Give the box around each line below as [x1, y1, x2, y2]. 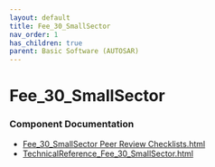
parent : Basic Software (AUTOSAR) [9, 47, 140, 56]
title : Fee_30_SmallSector [9, 22, 111, 31]
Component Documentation [9, 118, 135, 131]
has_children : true [9, 38, 83, 48]
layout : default [9, 13, 70, 23]
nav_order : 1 [9, 30, 59, 39]
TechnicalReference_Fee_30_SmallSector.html [22, 148, 194, 159]
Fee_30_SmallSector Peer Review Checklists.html [22, 138, 206, 149]
